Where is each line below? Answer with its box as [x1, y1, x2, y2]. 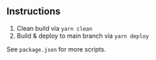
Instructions [6, 6, 61, 17]
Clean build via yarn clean [16, 24, 93, 32]
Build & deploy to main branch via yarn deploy [16, 31, 149, 40]
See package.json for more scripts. [6, 45, 106, 53]
